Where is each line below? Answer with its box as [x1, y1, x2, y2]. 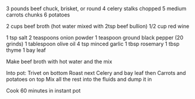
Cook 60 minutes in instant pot [6, 87, 81, 94]
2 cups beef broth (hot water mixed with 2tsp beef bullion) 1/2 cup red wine [6, 23, 190, 29]
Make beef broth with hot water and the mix [6, 58, 113, 65]
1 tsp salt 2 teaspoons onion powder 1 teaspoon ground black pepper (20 [6, 34, 184, 41]
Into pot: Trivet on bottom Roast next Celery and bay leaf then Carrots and [6, 70, 186, 76]
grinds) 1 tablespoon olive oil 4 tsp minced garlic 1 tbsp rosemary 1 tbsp [6, 41, 180, 47]
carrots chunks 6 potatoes [6, 11, 71, 18]
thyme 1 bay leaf [6, 47, 46, 54]
